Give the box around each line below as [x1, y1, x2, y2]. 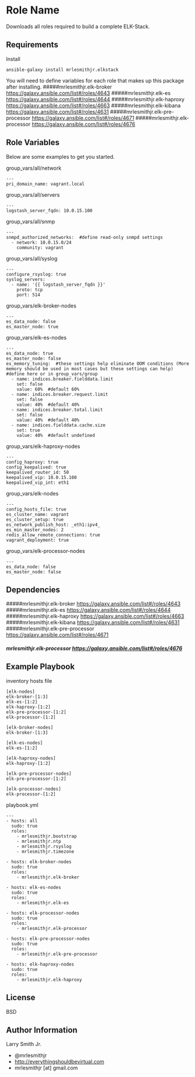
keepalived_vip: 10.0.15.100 [6, 474, 77, 480]
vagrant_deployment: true [6, 537, 69, 543]
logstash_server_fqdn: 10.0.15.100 [6, 207, 93, 214]
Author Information [6, 1025, 78, 1035]
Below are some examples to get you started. [6, 153, 115, 160]
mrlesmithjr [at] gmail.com [14, 1064, 78, 1072]
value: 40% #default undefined [16, 432, 95, 438]
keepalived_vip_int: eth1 [6, 480, 69, 485]
